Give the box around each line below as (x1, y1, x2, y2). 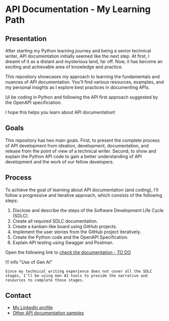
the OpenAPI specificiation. (5, 99, 62, 105)
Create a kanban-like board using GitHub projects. (12, 223, 118, 229)
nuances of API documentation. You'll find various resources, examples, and (5, 79, 164, 85)
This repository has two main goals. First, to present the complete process (5, 137, 160, 143)
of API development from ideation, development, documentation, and (5, 142, 149, 148)
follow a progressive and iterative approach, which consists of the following (5, 192, 162, 198)
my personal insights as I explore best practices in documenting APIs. (5, 84, 150, 90)
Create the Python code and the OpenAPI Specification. (12, 234, 129, 240)
